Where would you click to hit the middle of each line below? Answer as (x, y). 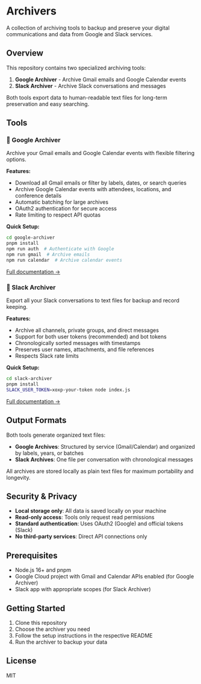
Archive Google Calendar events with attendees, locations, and (93, 189)
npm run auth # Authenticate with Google (60, 249)
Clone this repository (41, 622)
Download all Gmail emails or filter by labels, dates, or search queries (100, 183)
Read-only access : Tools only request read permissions (85, 518)
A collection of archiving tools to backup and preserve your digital (88, 28)
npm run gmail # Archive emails (48, 255)
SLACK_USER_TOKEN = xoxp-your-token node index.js (68, 390)
